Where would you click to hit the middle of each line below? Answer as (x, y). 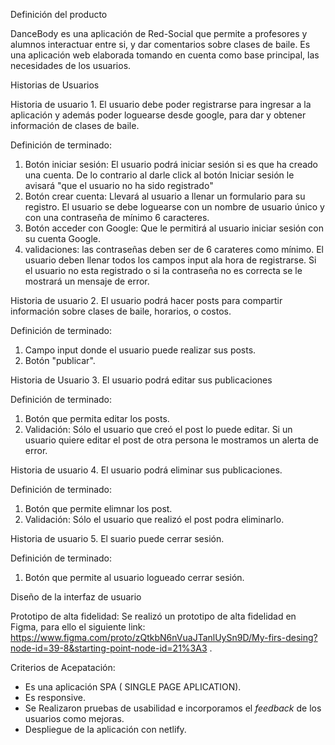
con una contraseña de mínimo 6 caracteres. (117, 217)
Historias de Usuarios (55, 85)
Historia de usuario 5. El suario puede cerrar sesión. (117, 538)
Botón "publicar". (60, 360)
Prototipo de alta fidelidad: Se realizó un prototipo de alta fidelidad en (153, 616)
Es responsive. (55, 697)
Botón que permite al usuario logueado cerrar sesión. (134, 577)
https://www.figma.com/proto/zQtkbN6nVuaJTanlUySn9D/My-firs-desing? (164, 637)
